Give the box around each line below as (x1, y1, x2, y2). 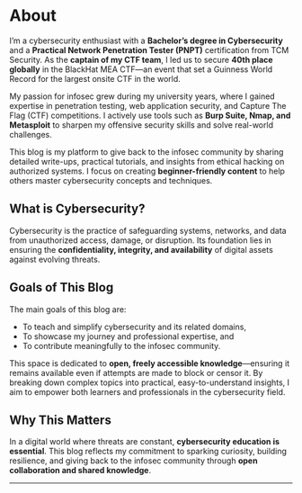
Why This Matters (9, 412, 112, 427)
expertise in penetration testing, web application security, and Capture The (9, 100, 287, 111)
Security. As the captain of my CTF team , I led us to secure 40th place (9, 54, 273, 65)
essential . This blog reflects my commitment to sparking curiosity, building (9, 446, 288, 457)
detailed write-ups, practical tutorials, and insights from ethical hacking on (9, 156, 285, 166)
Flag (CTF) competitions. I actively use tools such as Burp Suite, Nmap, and (9, 110, 291, 121)
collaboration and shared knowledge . (9, 465, 151, 476)
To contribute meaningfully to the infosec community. (22, 340, 221, 351)
